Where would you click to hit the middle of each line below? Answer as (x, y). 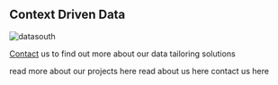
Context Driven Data (67, 15)
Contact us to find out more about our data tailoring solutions (122, 54)
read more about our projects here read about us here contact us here (139, 71)
